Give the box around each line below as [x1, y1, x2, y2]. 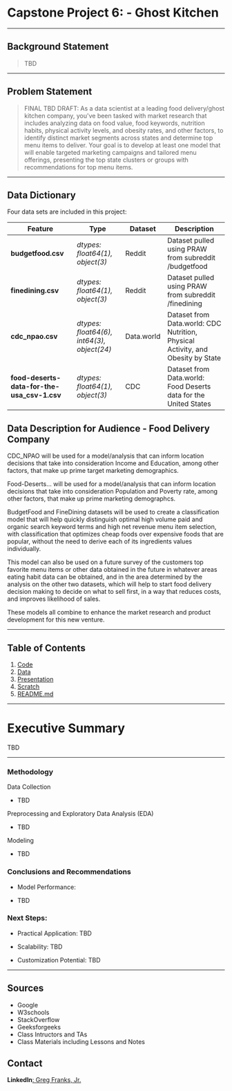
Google [17, 1000, 39, 1009]
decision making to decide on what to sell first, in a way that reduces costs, [7, 588, 222, 596]
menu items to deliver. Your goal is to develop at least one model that [23, 140, 221, 149]
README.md [17, 690, 54, 698]
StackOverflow [17, 1015, 60, 1024]
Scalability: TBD [17, 942, 63, 951]
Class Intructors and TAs [17, 1030, 88, 1038]
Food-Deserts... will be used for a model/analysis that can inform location [7, 480, 216, 488]
